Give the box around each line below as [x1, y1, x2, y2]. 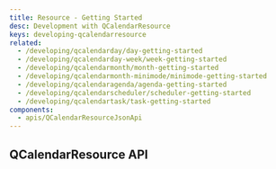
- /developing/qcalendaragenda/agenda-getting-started [17, 80, 227, 89]
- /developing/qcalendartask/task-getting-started [17, 96, 211, 106]
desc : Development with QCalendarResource [9, 22, 171, 31]
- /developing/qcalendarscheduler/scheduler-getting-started [17, 88, 252, 97]
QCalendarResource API [9, 147, 148, 162]
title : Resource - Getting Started [9, 13, 143, 22]
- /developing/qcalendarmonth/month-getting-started [17, 64, 219, 73]
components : [9, 105, 54, 114]
